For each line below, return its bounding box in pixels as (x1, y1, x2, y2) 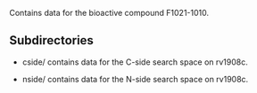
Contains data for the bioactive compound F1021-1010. (9, 8, 210, 18)
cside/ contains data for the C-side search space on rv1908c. (21, 57, 248, 67)
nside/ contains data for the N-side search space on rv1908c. (21, 74, 249, 84)
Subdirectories (9, 33, 94, 48)
